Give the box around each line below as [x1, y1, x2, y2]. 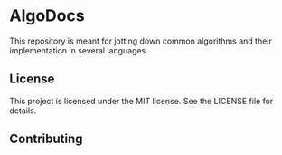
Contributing [9, 131, 83, 147]
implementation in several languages [9, 44, 146, 55]
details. [9, 105, 37, 116]
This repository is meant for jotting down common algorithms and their [9, 35, 273, 46]
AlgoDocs [9, 5, 85, 26]
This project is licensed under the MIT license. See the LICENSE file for [9, 95, 274, 106]
